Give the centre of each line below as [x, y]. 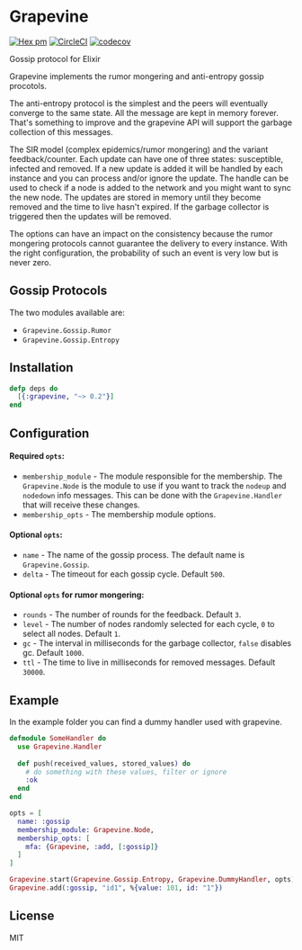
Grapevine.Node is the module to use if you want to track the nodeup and [154, 485]
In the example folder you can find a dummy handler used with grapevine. [146, 722]
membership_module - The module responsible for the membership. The [152, 476]
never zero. [31, 262]
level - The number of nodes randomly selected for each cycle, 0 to [148, 624]
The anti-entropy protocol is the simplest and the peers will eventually [138, 103]
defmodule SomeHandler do [58, 739]
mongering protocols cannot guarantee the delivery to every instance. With [148, 243]
